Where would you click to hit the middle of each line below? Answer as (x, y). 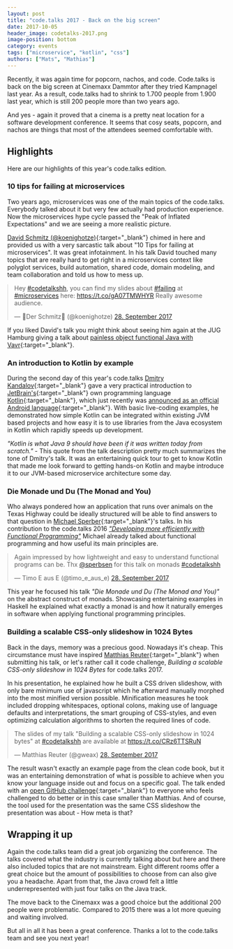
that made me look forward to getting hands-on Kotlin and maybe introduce (116, 466)
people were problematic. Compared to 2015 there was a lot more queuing (114, 909)
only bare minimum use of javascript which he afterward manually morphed (116, 690)
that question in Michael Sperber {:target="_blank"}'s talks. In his (100, 522)
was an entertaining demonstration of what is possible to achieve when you (116, 775)
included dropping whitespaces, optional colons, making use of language (112, 705)
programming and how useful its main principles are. (83, 544)
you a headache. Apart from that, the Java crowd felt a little (93, 881)
